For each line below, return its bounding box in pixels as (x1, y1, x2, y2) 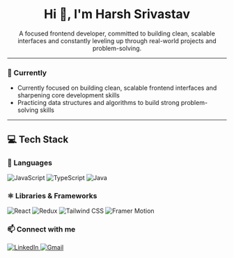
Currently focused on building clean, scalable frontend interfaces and (17, 83, 217, 92)
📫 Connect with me (7, 225, 76, 234)
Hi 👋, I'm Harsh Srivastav (44, 6, 190, 22)
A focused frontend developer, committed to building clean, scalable (18, 29, 216, 38)
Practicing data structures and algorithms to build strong (17, 99, 180, 107)
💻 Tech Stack (7, 134, 69, 145)
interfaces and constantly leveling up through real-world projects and (17, 36, 217, 45)
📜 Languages (7, 158, 52, 168)
